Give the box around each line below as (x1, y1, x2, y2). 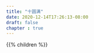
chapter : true (6, 25, 44, 31)
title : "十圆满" (6, 8, 44, 15)
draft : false (6, 19, 38, 25)
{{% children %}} (6, 41, 48, 48)
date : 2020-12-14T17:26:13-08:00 (6, 14, 89, 20)
